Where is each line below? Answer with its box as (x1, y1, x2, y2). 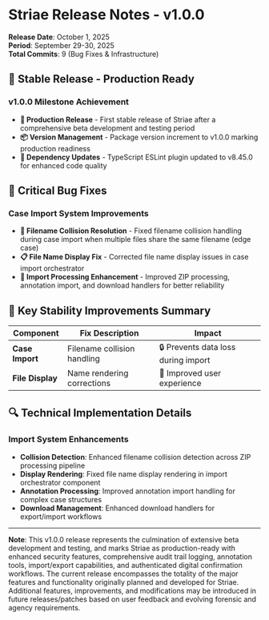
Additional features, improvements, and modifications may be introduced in (8, 586, 257, 595)
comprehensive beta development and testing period (19, 123, 195, 133)
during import (159, 355, 211, 366)
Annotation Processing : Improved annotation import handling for (19, 486, 236, 496)
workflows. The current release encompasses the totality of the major (8, 569, 239, 578)
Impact (194, 328, 222, 339)
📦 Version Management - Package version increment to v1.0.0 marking (19, 132, 259, 142)
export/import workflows (19, 511, 102, 521)
